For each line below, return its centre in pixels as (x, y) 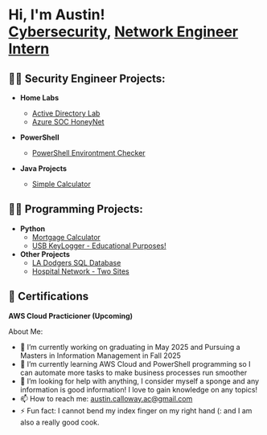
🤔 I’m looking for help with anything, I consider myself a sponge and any (140, 381)
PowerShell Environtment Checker (89, 153)
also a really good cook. (60, 422)
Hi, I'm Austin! (57, 15)
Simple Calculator (61, 184)
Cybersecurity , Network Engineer (123, 32)
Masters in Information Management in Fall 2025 (100, 356)
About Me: (26, 331)
